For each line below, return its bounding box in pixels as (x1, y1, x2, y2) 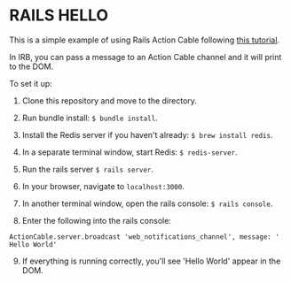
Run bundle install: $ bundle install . (21, 112, 158, 123)
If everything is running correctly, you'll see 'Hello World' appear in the (21, 256, 281, 266)
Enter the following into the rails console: (21, 215, 171, 226)
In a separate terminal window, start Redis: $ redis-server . (21, 147, 238, 157)
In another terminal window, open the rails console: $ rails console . (21, 198, 273, 209)
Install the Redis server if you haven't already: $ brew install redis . (21, 129, 273, 140)
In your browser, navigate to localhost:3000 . (21, 180, 185, 191)
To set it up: (9, 78, 53, 88)
